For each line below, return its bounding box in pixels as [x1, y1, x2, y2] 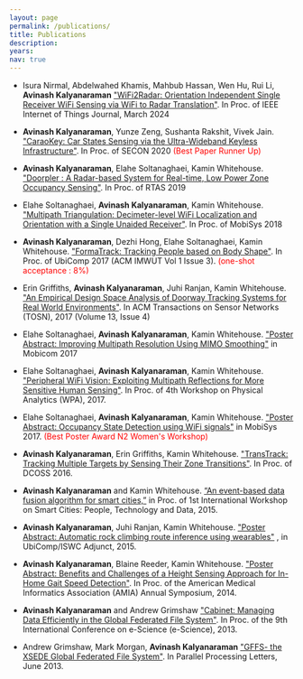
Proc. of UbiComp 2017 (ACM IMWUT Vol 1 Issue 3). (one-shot [22, 256, 255, 266]
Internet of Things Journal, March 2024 [22, 109, 170, 119]
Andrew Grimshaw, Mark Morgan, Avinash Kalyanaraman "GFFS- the [22, 642, 282, 652]
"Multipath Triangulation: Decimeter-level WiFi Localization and [22, 209, 258, 219]
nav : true [9, 55, 47, 64]
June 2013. [22, 661, 64, 671]
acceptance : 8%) [22, 265, 89, 275]
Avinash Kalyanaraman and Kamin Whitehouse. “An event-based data [22, 485, 286, 496]
